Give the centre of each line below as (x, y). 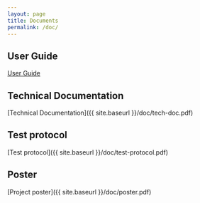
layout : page (27, 14)
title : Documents (33, 21)
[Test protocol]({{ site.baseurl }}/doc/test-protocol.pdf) (88, 152)
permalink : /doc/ (33, 27)
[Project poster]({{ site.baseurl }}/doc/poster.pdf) (79, 192)
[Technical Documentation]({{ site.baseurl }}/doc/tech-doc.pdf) (100, 113)
